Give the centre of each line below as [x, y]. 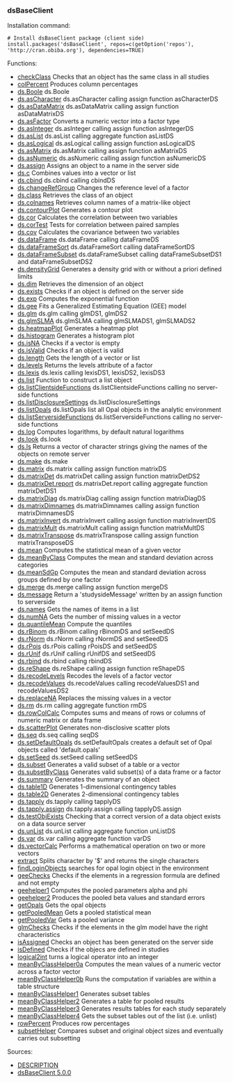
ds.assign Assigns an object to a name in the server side [98, 166]
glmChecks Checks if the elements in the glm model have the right [113, 927]
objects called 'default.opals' [59, 750]
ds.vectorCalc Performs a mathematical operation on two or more [111, 846]
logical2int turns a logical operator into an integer [88, 957]
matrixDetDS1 [37, 491]
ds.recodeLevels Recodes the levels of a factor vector [95, 676]
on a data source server [51, 824]
